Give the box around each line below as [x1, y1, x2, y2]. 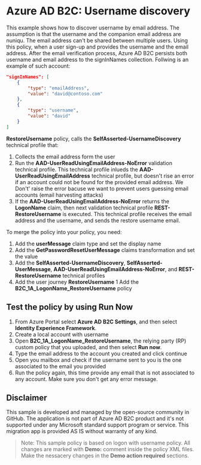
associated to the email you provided [14, 362, 106, 370]
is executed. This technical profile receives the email [62, 210, 192, 217]
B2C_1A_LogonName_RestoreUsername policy [14, 284, 133, 292]
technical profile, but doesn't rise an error [92, 172, 194, 179]
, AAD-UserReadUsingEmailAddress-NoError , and [50, 265, 178, 272]
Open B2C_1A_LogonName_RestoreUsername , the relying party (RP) [14, 337, 187, 344]
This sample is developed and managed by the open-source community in [6, 409, 190, 416]
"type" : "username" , [28, 107, 79, 113]
